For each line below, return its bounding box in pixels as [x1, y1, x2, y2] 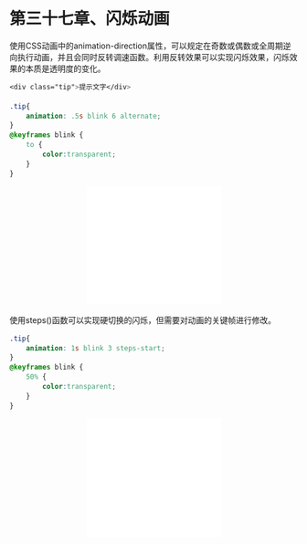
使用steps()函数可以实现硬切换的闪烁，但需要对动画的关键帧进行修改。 [9, 314, 277, 325]
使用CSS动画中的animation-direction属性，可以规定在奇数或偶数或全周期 [9, 40, 283, 51]
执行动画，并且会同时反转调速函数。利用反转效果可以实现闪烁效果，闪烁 [16, 51, 290, 62]
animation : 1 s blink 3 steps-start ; [26, 343, 166, 352]
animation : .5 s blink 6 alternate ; [26, 111, 162, 120]
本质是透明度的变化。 [25, 63, 106, 74]
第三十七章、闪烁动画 [9, 8, 171, 29]
